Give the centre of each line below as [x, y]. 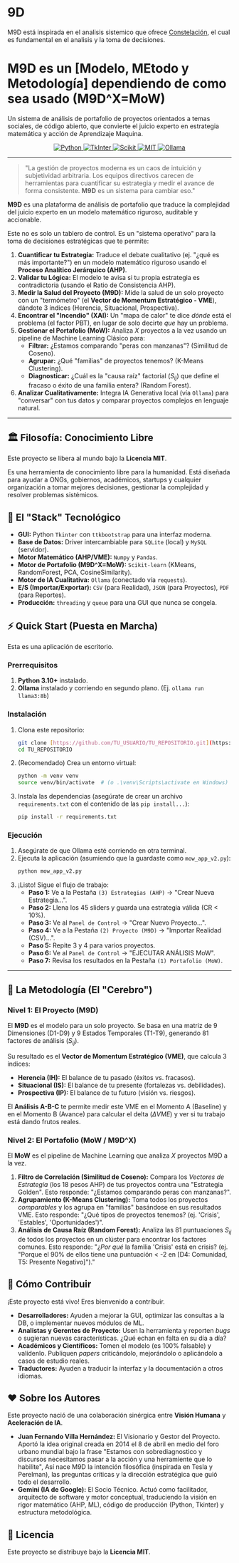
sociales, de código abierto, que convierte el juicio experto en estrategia [113, 126]
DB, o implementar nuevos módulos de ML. [81, 1323]
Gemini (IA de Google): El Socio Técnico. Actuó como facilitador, [113, 1490]
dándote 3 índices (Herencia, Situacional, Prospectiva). [98, 308]
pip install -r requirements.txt [67, 817]
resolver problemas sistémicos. [53, 495]
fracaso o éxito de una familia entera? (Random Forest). [110, 385]
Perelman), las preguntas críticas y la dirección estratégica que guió [117, 1475]
